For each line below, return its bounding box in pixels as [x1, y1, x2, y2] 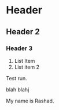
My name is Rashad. [6, 97, 54, 104]
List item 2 [14, 63, 39, 70]
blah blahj [6, 86, 30, 93]
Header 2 [6, 27, 40, 37]
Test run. [6, 74, 27, 81]
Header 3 [6, 44, 33, 52]
